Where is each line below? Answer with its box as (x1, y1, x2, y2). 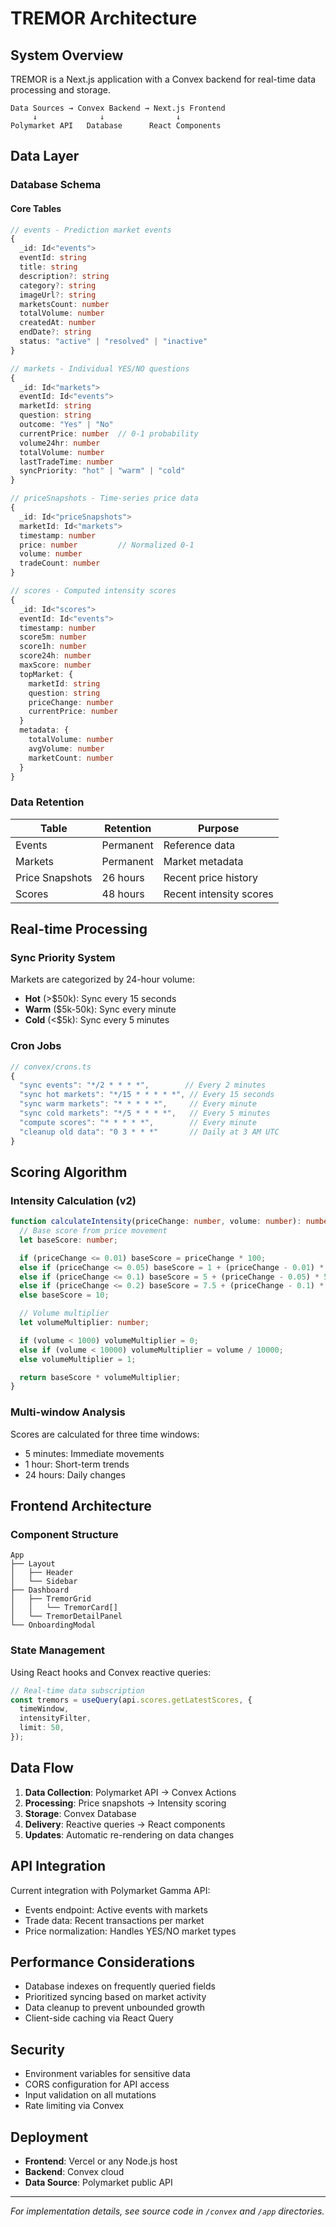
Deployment (10, 2128, 89, 2146)
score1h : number (19, 642, 87, 652)
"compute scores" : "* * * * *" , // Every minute (19, 1117, 257, 1127)
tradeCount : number (19, 558, 101, 569)
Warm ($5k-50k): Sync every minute (24, 1003, 177, 1016)
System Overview (10, 47, 124, 64)
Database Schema (10, 178, 102, 192)
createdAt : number (19, 318, 97, 328)
